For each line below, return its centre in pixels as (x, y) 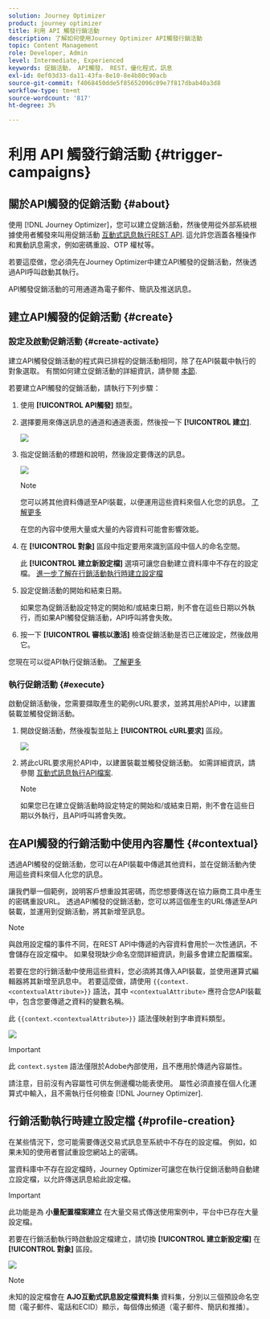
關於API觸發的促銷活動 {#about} (89, 204)
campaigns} (50, 172)
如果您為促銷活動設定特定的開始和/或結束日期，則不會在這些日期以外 (134, 607)
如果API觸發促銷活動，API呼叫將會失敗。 (109, 617)
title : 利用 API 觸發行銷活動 (54, 31)
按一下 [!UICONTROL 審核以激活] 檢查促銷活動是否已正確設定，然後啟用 (139, 634)
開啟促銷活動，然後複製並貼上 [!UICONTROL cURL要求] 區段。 (123, 731)
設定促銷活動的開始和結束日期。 (73, 590)
